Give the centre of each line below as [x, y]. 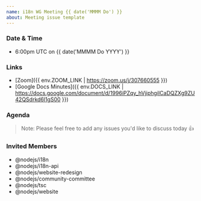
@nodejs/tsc [31, 185]
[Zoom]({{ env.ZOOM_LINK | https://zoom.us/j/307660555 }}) [91, 80]
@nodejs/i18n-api [37, 165]
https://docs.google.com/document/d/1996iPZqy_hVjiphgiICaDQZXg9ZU [105, 93]
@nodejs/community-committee [55, 179]
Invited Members [32, 146]
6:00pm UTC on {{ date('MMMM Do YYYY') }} [72, 51]
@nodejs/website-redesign [48, 172]
